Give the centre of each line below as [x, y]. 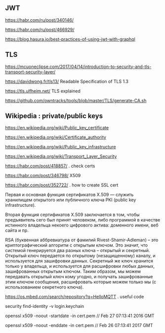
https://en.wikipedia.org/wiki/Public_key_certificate [57, 128]
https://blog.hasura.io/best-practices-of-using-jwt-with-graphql [70, 39]
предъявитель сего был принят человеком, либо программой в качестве [83, 220]
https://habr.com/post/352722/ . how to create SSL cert [62, 185]
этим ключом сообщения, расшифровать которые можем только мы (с [81, 282]
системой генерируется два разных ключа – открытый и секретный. [78, 251]
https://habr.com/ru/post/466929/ [40, 30]
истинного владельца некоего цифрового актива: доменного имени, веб [82, 225]
